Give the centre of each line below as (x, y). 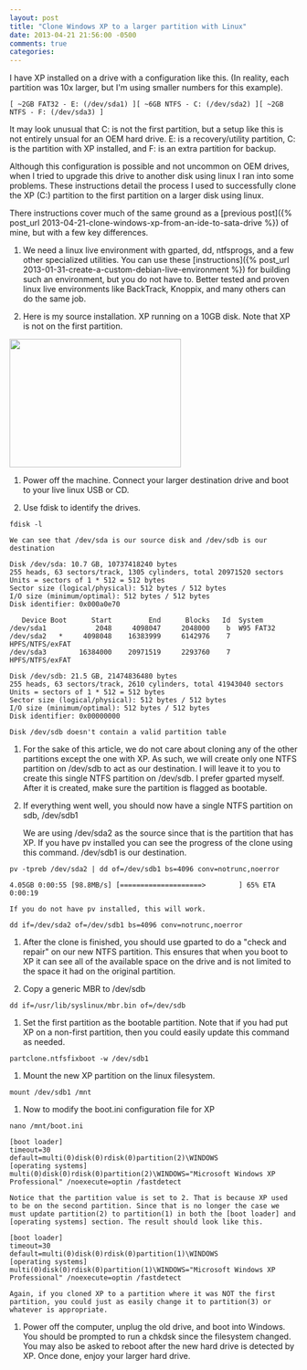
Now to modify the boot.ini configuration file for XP (118, 1110)
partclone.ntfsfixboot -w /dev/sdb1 (79, 1059)
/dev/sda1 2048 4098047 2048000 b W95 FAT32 (143, 628)
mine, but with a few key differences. (79, 233)
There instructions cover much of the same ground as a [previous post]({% (151, 213)
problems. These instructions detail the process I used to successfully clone (153, 186)
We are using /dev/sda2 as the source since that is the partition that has (158, 833)
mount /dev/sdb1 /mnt (51, 1092)
